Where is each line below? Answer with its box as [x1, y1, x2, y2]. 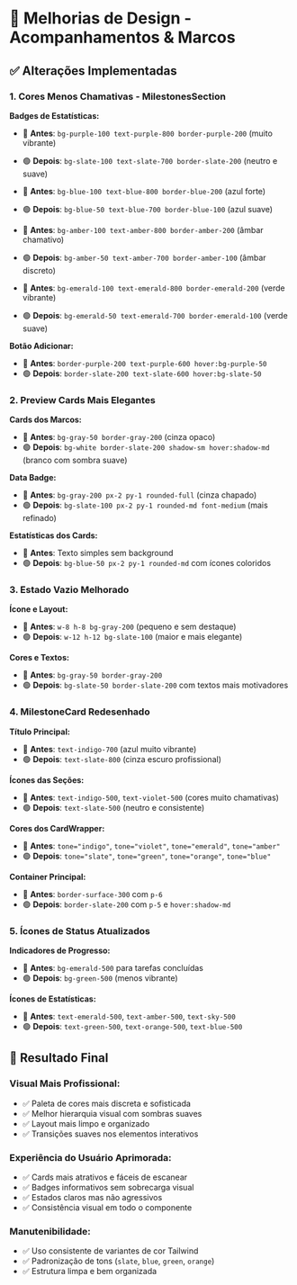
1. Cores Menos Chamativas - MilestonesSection [9, 90, 227, 103]
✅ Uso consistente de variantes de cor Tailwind [22, 1245, 199, 1256]
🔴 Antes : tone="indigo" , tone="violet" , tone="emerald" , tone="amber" [22, 840, 281, 851]
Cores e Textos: [9, 652, 70, 663]
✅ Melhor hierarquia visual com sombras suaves [22, 1108, 202, 1119]
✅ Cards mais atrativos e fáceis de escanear [22, 1172, 188, 1182]
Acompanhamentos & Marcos [9, 27, 236, 48]
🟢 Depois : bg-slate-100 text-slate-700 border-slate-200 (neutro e [22, 155, 278, 166]
